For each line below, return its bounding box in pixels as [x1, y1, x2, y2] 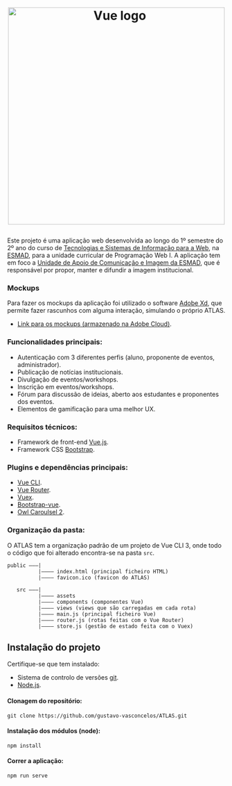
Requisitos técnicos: [7, 422, 78, 432]
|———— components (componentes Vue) [37, 598, 144, 605]
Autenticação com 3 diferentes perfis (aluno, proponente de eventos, [17, 353, 215, 361]
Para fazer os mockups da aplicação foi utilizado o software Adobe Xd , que [7, 299, 222, 307]
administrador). [17, 360, 62, 368]
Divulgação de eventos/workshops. [17, 375, 119, 384]
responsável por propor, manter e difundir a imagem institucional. [7, 266, 194, 275]
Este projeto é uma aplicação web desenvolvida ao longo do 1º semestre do [7, 236, 224, 245]
